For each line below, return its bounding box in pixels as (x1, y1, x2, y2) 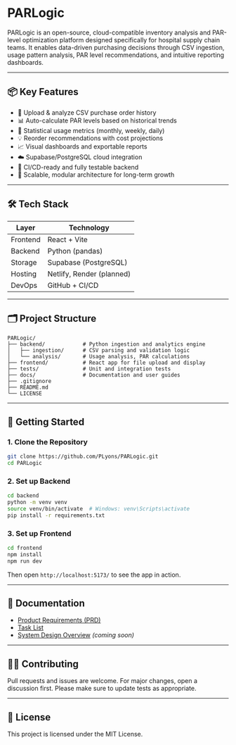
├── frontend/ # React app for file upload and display (7, 359, 206, 367)
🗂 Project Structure (7, 312, 97, 325)
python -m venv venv (7, 499, 68, 506)
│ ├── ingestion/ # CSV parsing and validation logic (7, 347, 190, 354)
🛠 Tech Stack (7, 199, 69, 211)
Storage (11, 257, 37, 267)
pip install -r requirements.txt (7, 512, 105, 519)
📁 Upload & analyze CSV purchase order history (17, 108, 157, 117)
